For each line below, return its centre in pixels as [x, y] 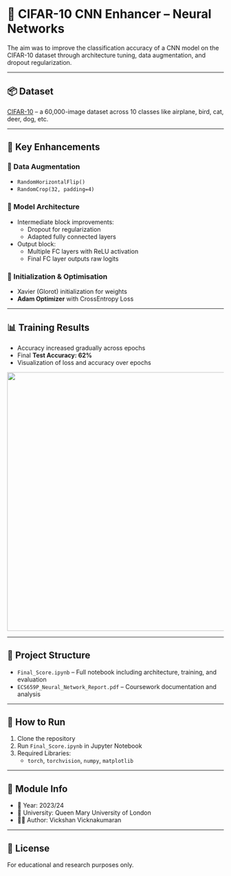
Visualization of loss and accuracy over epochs [84, 362]
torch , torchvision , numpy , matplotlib [80, 761]
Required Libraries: [44, 753]
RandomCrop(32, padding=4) [56, 190]
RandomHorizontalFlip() [51, 182]
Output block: [36, 243]
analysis [29, 694]
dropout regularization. [40, 62]
